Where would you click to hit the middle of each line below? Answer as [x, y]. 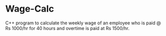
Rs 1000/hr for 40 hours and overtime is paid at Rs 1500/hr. [67, 28]
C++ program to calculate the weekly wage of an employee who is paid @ [83, 23]
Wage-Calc [30, 9]
